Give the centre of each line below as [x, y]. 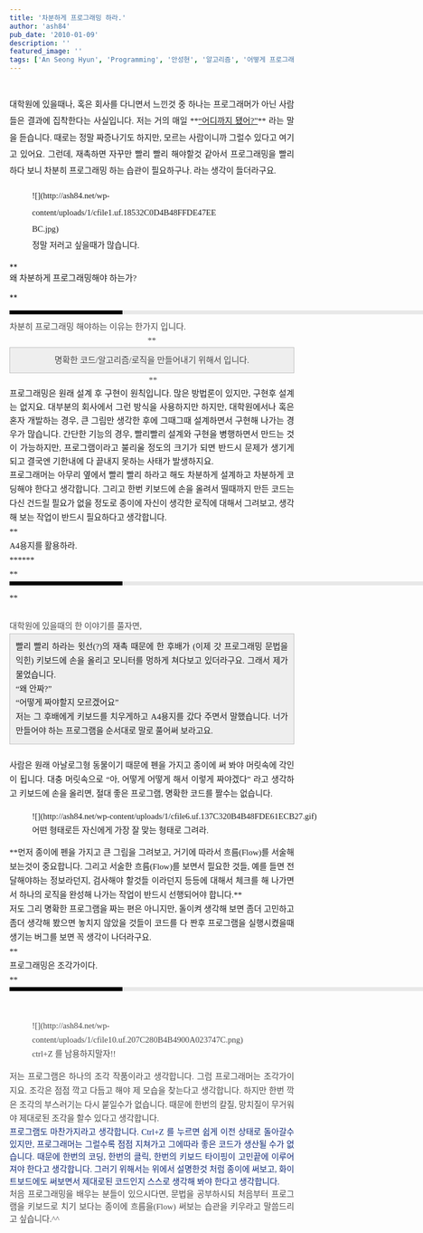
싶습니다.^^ [40, 1219]
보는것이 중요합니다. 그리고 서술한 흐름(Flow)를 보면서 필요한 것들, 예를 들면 [147, 867]
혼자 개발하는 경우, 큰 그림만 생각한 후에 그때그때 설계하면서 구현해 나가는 [147, 421]
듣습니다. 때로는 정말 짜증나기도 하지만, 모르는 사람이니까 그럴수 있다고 [148, 138]
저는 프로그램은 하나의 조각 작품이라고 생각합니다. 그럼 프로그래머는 [135, 1076]
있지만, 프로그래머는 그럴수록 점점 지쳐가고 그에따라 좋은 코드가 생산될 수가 [147, 1145]
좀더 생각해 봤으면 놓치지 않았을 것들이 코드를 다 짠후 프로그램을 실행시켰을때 [152, 923]
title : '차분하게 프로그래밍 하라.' [68, 18]
